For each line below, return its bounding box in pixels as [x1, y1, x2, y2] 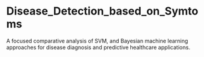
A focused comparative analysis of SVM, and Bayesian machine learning [6, 37, 189, 44]
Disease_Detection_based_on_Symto [6, 4, 199, 18]
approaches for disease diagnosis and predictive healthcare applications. [6, 44, 191, 51]
